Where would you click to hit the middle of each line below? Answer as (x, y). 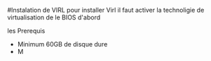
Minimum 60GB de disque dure (62, 44)
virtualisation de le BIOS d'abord (54, 17)
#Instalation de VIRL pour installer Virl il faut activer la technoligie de (106, 10)
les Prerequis (26, 31)
